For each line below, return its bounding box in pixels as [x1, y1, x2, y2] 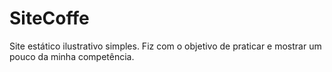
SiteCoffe [9, 7, 90, 30]
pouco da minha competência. [9, 50, 135, 62]
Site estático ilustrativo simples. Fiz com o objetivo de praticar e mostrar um [9, 40, 322, 52]
